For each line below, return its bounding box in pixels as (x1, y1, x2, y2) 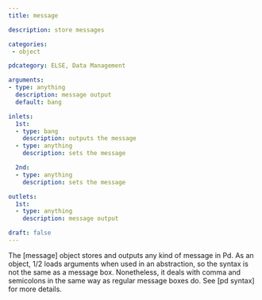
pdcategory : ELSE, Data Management (8, 62, 126, 70)
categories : (8, 40, 48, 48)
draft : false (8, 229, 52, 237)
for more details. (8, 284, 62, 294)
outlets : (8, 192, 37, 200)
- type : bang (15, 127, 59, 135)
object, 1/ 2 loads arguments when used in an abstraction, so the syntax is (8, 259, 249, 268)
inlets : (8, 112, 34, 120)
